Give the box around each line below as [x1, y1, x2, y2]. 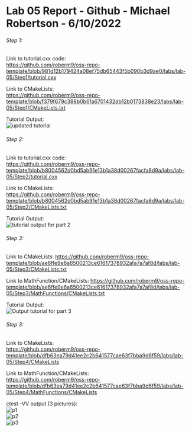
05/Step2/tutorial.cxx [6, 173, 58, 180]
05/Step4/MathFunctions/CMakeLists [6, 389, 97, 395]
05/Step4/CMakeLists [6, 359, 60, 365]
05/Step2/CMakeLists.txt [6, 203, 67, 210]
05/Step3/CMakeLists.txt [6, 265, 67, 273]
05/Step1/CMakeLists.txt [6, 104, 66, 111]
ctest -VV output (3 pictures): [6, 400, 78, 407]
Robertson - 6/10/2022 [6, 17, 121, 30]
